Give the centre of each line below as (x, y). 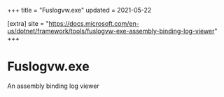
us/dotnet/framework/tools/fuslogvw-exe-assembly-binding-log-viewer (111, 31)
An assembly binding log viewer (53, 86)
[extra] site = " (28, 23)
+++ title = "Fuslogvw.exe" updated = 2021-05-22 (79, 10)
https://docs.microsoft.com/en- (94, 23)
